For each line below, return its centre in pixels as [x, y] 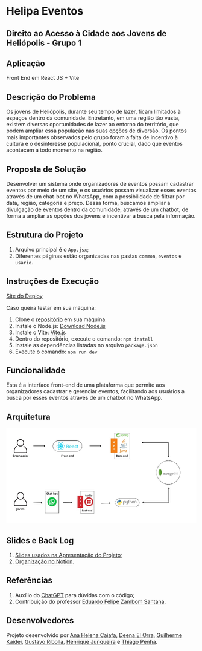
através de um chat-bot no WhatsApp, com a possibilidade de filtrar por [96, 197]
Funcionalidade [36, 371]
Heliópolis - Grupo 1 [44, 43]
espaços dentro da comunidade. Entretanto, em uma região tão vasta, [93, 118]
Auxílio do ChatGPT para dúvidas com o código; [75, 595]
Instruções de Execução [53, 282]
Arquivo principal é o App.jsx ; [52, 249]
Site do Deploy [25, 296]
